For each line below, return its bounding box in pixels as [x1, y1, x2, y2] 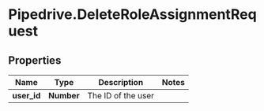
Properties [8, 54, 62, 67]
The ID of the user [87, 91, 155, 101]
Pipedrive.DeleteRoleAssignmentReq [8, 6, 257, 24]
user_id [12, 91, 41, 101]
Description [98, 77, 144, 87]
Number [48, 91, 81, 101]
